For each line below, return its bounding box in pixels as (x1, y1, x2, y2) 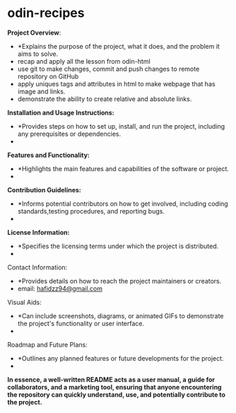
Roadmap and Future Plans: (7, 340, 88, 349)
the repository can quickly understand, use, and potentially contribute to (7, 390, 226, 399)
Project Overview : (7, 28, 61, 37)
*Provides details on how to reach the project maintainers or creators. (17, 277, 222, 285)
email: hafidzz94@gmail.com (17, 284, 103, 293)
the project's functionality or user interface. (17, 319, 145, 327)
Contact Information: (7, 263, 68, 272)
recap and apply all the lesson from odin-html (17, 57, 151, 65)
